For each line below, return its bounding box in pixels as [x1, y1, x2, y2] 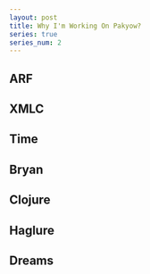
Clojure [9, 193, 51, 208]
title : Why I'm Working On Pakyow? [9, 21, 142, 30]
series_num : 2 [9, 37, 62, 47]
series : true [9, 29, 58, 38]
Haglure [9, 222, 55, 237]
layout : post [9, 12, 58, 22]
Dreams [9, 253, 54, 268]
